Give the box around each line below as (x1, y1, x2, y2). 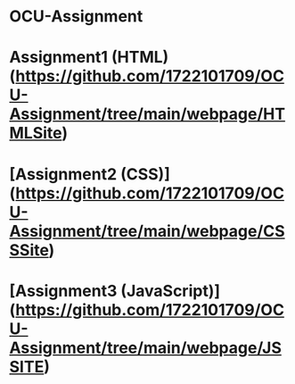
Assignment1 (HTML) (9, 47, 169, 68)
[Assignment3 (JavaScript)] (9, 280, 221, 301)
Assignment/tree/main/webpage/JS (9, 338, 283, 358)
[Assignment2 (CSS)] (9, 163, 171, 184)
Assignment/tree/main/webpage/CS (9, 221, 285, 241)
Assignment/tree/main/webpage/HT (9, 104, 286, 124)
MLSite (9, 123, 62, 144)
